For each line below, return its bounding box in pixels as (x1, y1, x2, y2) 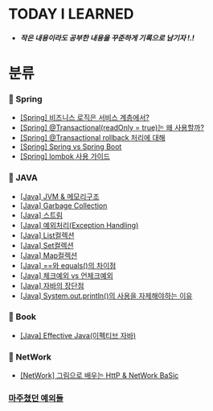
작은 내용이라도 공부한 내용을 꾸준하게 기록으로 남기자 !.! (19, 33, 195, 43)
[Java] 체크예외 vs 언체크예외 (19, 271, 114, 280)
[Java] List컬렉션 (19, 230, 75, 240)
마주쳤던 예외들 (8, 392, 64, 404)
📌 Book (8, 311, 36, 322)
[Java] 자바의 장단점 (19, 280, 84, 290)
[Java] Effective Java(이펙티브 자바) (19, 330, 137, 340)
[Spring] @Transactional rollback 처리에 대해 (19, 133, 166, 143)
